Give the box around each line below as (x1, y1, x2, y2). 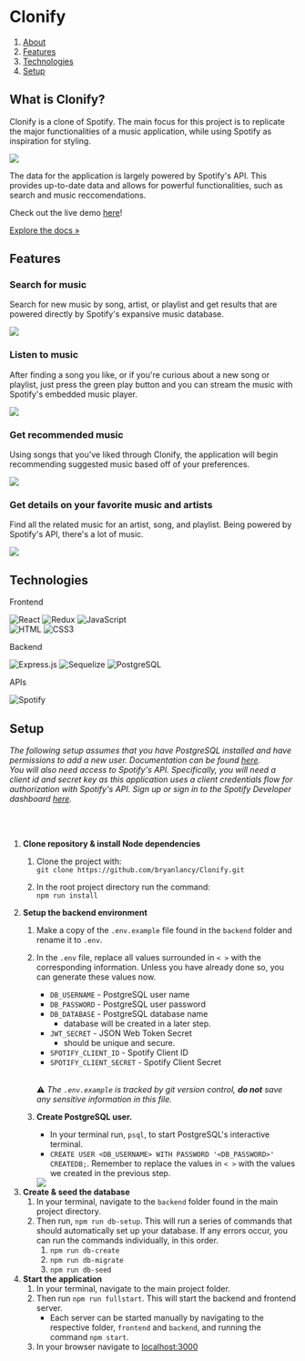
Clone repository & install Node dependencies (22, 838, 201, 848)
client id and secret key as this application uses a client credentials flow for (9, 774, 293, 785)
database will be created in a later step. (63, 1018, 211, 1029)
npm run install (36, 890, 98, 900)
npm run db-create (49, 1245, 120, 1255)
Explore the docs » (9, 225, 80, 236)
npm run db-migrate (49, 1255, 125, 1265)
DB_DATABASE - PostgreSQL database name (49, 1008, 208, 1019)
